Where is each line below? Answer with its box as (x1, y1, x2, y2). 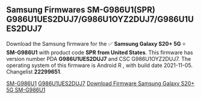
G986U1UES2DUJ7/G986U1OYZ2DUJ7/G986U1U (6, 14, 194, 25)
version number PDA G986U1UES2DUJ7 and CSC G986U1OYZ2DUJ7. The (6, 55, 191, 62)
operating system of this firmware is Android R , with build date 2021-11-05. (6, 62, 193, 69)
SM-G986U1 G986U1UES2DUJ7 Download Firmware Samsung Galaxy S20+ (6, 80, 195, 87)
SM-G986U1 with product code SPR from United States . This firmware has (6, 48, 194, 56)
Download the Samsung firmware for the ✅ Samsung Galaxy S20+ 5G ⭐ (6, 40, 187, 47)
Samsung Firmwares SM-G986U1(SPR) (6, 5, 155, 15)
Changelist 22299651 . (6, 68, 62, 75)
